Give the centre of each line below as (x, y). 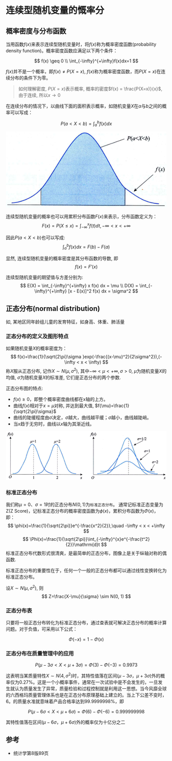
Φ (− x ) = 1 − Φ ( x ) (86, 639)
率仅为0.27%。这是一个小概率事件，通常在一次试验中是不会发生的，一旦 (82, 682)
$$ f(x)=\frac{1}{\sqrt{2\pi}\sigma (46, 357)
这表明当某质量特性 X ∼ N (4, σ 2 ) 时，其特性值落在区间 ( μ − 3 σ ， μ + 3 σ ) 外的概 (85, 675)
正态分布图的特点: (24, 388)
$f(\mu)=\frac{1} (112, 406)
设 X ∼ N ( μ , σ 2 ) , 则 (25, 588)
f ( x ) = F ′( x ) (86, 267)
